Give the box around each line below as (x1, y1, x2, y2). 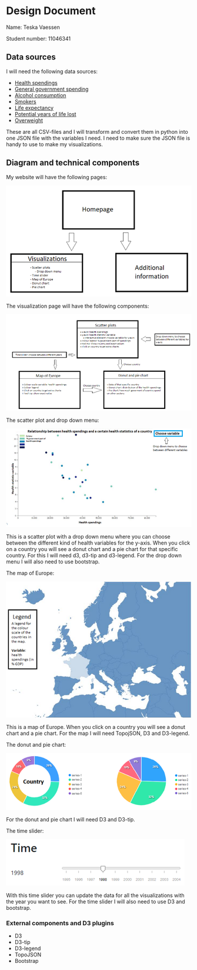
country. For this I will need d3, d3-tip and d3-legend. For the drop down (6, 552, 182, 559)
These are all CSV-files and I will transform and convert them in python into (6, 128, 188, 135)
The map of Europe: (6, 569, 55, 576)
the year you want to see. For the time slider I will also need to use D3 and (6, 898, 185, 905)
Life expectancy (14, 104, 54, 111)
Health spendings (14, 79, 58, 86)
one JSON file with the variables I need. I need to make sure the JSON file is (6, 134, 191, 141)
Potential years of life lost (14, 110, 76, 117)
